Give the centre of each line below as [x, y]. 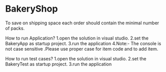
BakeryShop [32, 9]
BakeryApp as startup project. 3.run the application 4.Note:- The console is [83, 43]
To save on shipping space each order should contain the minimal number [82, 23]
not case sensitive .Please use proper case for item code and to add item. [82, 49]
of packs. [15, 28]
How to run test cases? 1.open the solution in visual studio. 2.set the [76, 58]
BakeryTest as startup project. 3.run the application [59, 64]
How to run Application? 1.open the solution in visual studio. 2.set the [77, 38]
